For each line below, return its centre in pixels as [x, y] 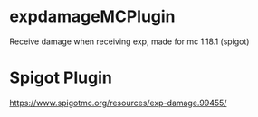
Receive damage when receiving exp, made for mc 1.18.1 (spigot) [129, 41]
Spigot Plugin [61, 78]
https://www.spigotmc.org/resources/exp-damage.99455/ [118, 103]
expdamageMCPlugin [92, 17]
